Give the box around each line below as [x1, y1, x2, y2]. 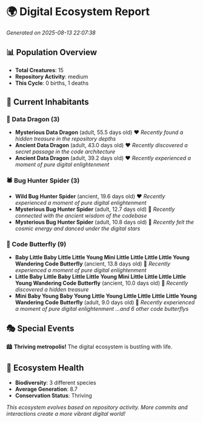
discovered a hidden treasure [15, 286, 89, 293]
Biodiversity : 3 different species [15, 379, 96, 386]
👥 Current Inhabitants [6, 97, 89, 107]
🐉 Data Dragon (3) [6, 115, 60, 124]
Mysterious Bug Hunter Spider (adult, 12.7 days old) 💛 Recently [15, 205, 175, 213]
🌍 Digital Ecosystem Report [6, 5, 150, 19]
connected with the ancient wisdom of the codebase [15, 211, 147, 219]
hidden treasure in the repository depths [15, 135, 116, 142]
